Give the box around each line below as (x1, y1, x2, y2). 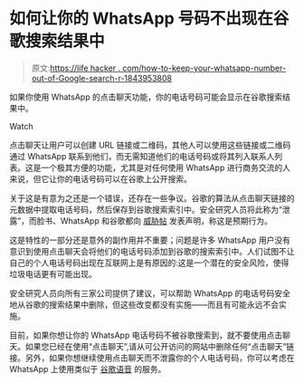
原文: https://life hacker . (31, 62, 120, 73)
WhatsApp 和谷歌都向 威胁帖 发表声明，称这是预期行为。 (60, 215, 273, 226)
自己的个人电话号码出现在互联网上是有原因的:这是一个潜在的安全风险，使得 (9, 257, 290, 268)
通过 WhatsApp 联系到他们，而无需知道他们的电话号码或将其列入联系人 (9, 150, 275, 161)
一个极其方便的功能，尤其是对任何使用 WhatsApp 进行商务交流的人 (40, 162, 291, 173)
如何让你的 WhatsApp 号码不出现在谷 (9, 8, 290, 29)
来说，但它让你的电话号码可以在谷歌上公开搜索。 (9, 173, 192, 184)
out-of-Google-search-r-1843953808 (31, 72, 172, 83)
